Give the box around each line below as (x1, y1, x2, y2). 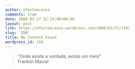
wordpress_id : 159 (5, 40, 43, 45)
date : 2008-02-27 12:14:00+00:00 (5, 16, 75, 21)
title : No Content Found (5, 35, 57, 40)
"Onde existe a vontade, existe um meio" (17, 53, 101, 59)
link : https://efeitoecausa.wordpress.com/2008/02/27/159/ (5, 26, 131, 31)
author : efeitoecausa (5, 7, 50, 12)
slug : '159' (5, 30, 30, 35)
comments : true (5, 12, 37, 17)
